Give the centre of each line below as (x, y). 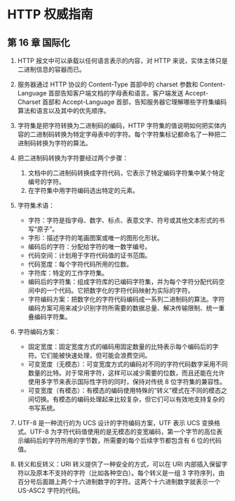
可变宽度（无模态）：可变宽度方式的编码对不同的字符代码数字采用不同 (128, 364)
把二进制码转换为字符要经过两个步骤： (73, 158)
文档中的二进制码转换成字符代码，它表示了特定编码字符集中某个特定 (126, 173)
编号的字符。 (46, 182)
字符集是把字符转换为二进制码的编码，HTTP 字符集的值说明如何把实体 (119, 126)
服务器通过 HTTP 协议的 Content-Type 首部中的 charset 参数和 (108, 84)
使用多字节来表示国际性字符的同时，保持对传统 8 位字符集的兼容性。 (127, 382)
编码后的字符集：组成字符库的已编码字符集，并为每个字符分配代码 (123, 282)
